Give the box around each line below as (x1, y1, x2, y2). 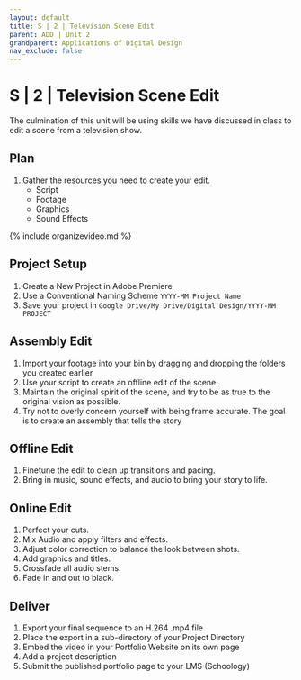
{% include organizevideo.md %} (9, 231, 132, 241)
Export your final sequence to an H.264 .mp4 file (22, 622, 204, 633)
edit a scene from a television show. (9, 125, 142, 136)
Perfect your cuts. (22, 524, 90, 536)
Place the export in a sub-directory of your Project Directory (22, 631, 245, 642)
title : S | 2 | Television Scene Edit (9, 22, 155, 31)
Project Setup (9, 257, 88, 272)
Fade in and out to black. (22, 573, 114, 584)
